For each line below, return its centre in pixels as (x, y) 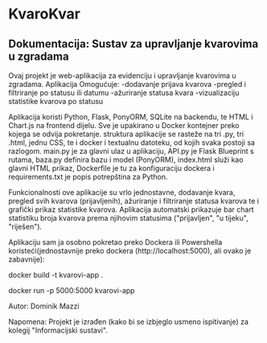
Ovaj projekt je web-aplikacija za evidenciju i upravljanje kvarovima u (122, 76)
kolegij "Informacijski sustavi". (58, 330)
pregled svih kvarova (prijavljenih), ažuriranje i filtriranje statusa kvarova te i (134, 201)
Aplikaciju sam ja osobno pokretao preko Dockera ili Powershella (115, 242)
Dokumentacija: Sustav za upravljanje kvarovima (133, 44)
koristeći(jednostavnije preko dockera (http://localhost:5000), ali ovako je (130, 251)
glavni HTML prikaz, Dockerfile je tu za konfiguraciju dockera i (111, 168)
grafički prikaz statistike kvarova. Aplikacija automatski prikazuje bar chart (131, 209)
